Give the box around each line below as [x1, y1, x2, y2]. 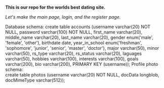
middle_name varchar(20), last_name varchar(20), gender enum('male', [5, 35, 154, 40]
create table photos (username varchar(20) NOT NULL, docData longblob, [5, 72, 159, 77]
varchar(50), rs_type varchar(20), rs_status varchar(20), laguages [5, 50, 142, 56]
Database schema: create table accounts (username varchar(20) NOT [5, 24, 150, 30]
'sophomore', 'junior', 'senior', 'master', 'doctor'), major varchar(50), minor [5, 45, 159, 51]
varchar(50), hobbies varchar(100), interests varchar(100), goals [5, 56, 139, 62]
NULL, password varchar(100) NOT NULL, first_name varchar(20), [5, 29, 143, 35]
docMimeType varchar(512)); [5, 77, 66, 83]
